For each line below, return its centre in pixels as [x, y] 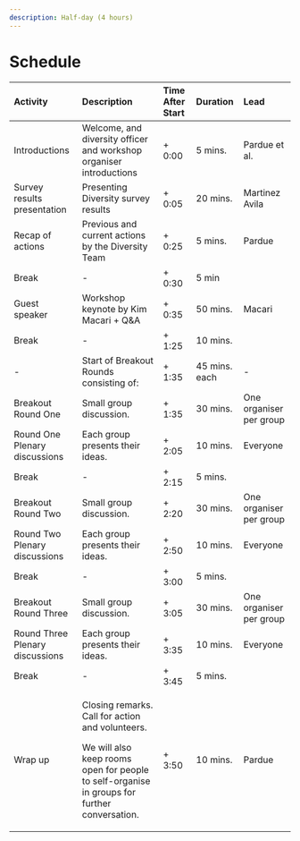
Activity [31, 101]
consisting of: [110, 383]
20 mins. [214, 198]
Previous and [109, 224]
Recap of [33, 235]
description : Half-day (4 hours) [71, 17]
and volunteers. [114, 727]
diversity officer [115, 139]
